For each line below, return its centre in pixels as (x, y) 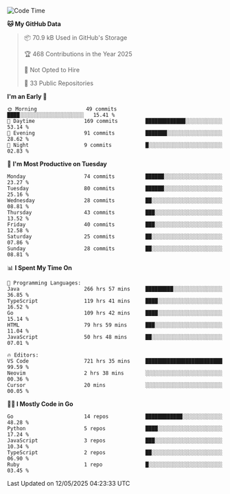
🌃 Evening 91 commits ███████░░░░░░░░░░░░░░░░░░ (115, 133)
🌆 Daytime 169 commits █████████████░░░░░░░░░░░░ (115, 121)
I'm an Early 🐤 (27, 97)
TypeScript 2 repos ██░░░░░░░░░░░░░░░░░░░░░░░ (115, 453)
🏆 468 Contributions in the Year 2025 (78, 54)
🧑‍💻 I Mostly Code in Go (40, 404)
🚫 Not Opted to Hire (52, 70)
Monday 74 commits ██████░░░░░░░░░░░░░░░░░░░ (115, 177)
